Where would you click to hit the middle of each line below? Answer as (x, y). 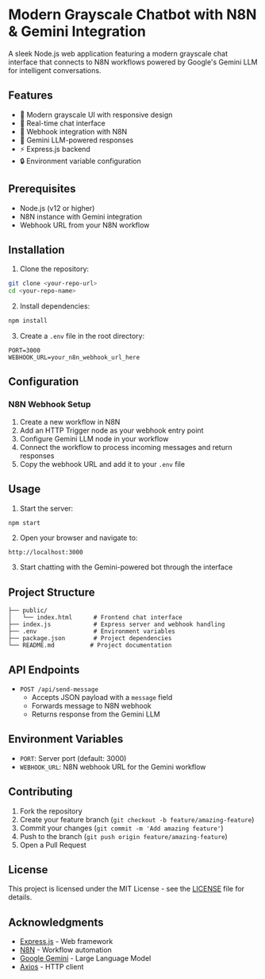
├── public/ (28, 611)
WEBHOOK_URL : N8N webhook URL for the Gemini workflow (113, 767)
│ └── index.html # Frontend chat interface (95, 618)
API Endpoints (44, 670)
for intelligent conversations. (55, 70)
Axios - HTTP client (52, 967)
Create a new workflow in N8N (70, 422)
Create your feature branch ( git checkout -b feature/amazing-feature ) (137, 819)
